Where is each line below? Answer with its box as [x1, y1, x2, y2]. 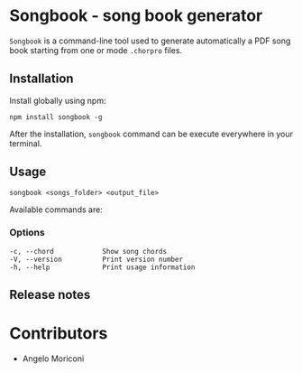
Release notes [9, 287, 91, 303]
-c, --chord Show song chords [9, 247, 168, 256]
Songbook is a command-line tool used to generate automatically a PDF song [9, 35, 291, 46]
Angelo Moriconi [22, 353, 85, 364]
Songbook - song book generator [9, 5, 263, 26]
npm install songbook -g [9, 112, 103, 122]
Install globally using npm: [9, 95, 106, 106]
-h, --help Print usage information [9, 263, 196, 272]
